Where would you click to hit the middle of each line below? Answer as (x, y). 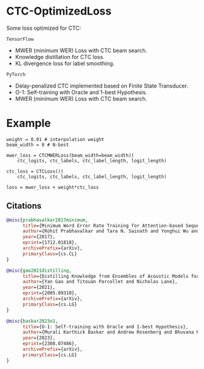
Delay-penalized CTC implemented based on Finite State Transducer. (101, 86)
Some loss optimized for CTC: (44, 28)
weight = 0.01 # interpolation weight (55, 139)
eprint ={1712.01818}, (50, 243)
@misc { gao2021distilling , (39, 271)
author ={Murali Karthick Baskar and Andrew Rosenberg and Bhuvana (108, 333)
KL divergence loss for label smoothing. (65, 63)
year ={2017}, (39, 237)
